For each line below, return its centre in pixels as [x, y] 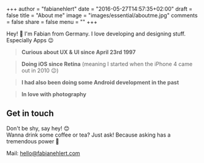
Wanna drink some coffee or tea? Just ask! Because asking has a [89, 135]
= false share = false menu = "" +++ [52, 22]
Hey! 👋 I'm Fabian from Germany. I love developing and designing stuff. [96, 34]
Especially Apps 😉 [30, 40]
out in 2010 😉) [40, 70]
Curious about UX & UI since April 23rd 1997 [78, 52]
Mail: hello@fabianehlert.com [43, 153]
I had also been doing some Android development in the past [100, 82]
